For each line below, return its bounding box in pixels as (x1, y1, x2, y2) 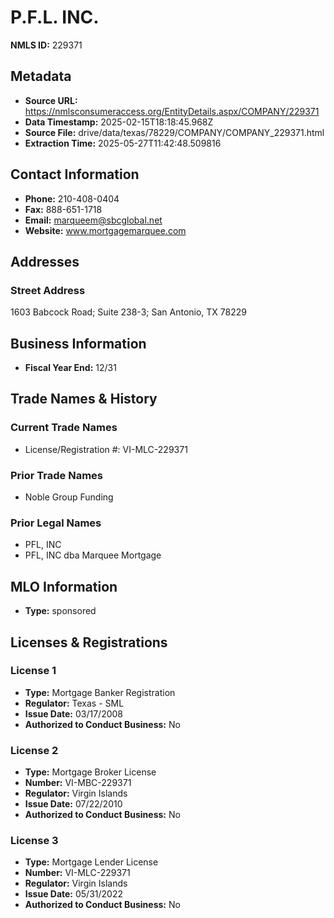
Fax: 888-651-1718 (24, 203, 103, 215)
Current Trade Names (10, 421, 118, 435)
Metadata (10, 68, 72, 85)
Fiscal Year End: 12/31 (24, 362, 117, 374)
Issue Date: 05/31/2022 (24, 888, 123, 900)
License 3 (10, 834, 59, 848)
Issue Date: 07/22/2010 (24, 798, 123, 810)
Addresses (10, 253, 80, 270)
